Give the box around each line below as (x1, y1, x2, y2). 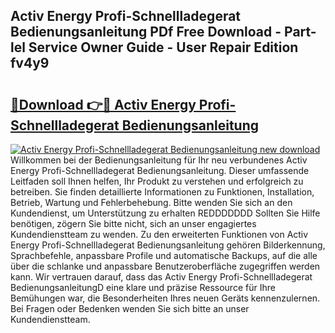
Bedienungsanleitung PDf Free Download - (10, 24, 282, 41)
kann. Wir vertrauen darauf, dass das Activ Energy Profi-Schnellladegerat (10, 271, 313, 283)
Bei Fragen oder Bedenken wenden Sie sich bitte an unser (10, 303, 250, 314)
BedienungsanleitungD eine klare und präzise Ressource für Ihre (10, 282, 276, 293)
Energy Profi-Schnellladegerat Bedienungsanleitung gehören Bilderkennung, (10, 239, 326, 251)
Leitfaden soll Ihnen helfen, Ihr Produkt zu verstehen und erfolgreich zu (10, 175, 304, 187)
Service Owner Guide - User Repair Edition (28, 39, 299, 56)
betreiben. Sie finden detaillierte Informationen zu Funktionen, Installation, (10, 186, 315, 198)
